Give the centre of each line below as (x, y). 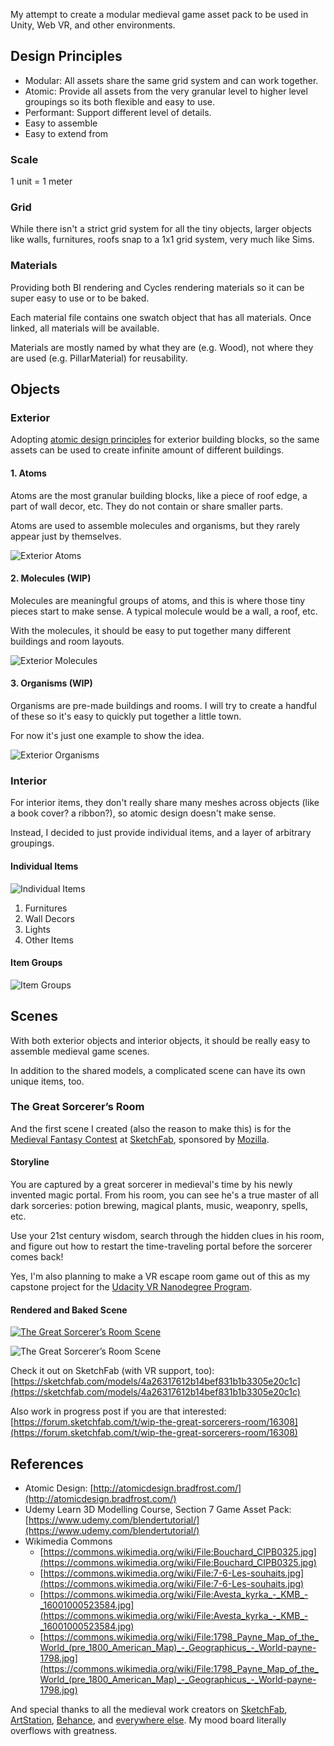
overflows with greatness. (64, 1731)
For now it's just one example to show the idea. (107, 735)
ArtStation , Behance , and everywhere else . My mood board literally (148, 1720)
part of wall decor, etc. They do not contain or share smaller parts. (146, 506)
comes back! (37, 1257)
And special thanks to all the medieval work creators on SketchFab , (149, 1710)
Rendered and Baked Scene (69, 1310)
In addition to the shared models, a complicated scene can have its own (158, 1070)
